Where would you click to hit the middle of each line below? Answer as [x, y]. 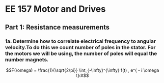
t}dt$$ [82, 75]
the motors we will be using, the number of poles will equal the [81, 54]
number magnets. [27, 59]
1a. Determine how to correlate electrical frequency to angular [81, 41]
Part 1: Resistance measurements [57, 27]
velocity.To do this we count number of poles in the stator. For [81, 47]
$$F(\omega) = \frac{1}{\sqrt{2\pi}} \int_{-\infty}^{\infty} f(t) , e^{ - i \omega [82, 70]
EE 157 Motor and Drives [55, 9]
